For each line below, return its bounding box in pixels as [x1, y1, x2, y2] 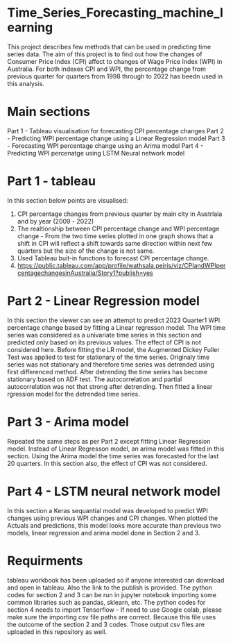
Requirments [7, 553, 83, 569]
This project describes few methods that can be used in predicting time [7, 42, 212, 51]
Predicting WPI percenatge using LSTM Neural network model [7, 149, 185, 157]
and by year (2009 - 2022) [17, 217, 94, 225]
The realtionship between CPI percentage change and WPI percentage [17, 224, 220, 233]
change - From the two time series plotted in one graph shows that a [17, 231, 214, 240]
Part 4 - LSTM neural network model [7, 483, 221, 499]
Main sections [7, 104, 90, 119]
